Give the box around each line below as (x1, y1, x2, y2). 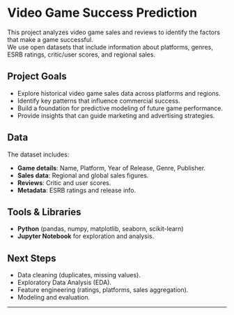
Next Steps (7, 252, 56, 264)
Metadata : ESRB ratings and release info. (17, 186, 136, 194)
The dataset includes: (7, 150, 70, 159)
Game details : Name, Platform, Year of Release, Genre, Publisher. (17, 163, 206, 172)
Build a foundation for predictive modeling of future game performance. (17, 103, 224, 112)
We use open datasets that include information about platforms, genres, (7, 43, 214, 51)
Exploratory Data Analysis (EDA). (17, 278, 112, 287)
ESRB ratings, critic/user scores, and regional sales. (7, 50, 155, 59)
